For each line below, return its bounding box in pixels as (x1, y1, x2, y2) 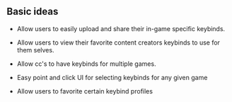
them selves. (16, 45, 54, 54)
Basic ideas (6, 6, 59, 18)
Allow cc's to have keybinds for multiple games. (16, 59, 156, 68)
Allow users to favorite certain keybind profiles (16, 86, 153, 95)
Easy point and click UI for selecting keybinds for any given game (16, 73, 208, 81)
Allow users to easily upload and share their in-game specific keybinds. (16, 24, 226, 33)
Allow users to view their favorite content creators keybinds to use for (16, 38, 221, 47)
